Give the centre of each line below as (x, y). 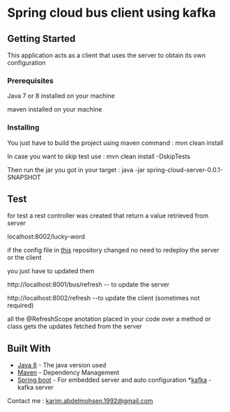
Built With (29, 348)
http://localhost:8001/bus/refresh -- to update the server (88, 284)
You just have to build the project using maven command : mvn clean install (115, 143)
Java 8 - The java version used (62, 365)
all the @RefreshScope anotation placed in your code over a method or (109, 319)
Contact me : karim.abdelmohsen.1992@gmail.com (80, 401)
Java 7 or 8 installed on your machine (61, 96)
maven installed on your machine (55, 109)
